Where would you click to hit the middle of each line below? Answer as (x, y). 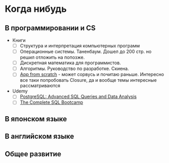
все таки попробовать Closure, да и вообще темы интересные (88, 80)
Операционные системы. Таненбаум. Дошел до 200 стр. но (86, 51)
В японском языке (36, 119)
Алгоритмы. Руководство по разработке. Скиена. (74, 69)
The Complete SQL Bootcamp (51, 102)
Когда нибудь (36, 9)
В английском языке (40, 137)
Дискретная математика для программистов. (70, 63)
